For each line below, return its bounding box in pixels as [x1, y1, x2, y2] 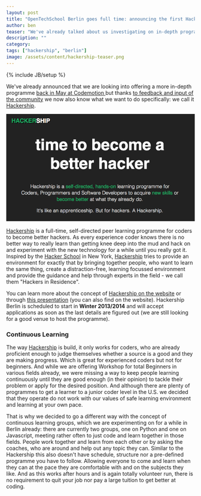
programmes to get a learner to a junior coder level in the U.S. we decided [6, 388, 188, 395]
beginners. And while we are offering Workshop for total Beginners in [6, 363, 177, 370]
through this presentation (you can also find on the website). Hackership [6, 296, 184, 303]
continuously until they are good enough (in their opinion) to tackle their [6, 375, 183, 383]
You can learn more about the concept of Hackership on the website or [6, 290, 181, 297]
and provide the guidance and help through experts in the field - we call [6, 272, 183, 279]
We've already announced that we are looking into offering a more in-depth [6, 83, 192, 90]
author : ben [6, 22, 36, 28]
